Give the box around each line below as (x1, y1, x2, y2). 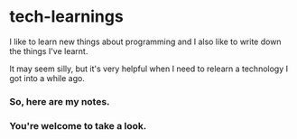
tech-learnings (9, 6, 124, 27)
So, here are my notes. (9, 95, 110, 107)
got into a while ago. (9, 72, 86, 83)
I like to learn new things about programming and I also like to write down (9, 36, 282, 47)
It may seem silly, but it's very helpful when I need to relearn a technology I (9, 63, 289, 74)
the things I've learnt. (9, 45, 88, 56)
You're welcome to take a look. (9, 119, 147, 132)
